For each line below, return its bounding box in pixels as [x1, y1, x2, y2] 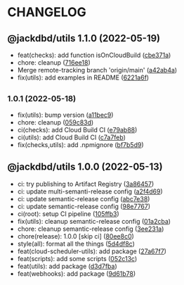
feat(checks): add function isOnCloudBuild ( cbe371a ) [17, 51, 171, 59]
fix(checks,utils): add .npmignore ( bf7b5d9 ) [17, 140, 144, 148]
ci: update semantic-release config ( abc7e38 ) [17, 194, 150, 203]
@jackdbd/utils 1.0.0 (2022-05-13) [7, 161, 163, 173]
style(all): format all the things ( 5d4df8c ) [17, 239, 136, 248]
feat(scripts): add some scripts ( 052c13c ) [17, 254, 138, 262]
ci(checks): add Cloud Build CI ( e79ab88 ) [17, 125, 138, 134]
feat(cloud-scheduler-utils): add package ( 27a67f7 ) [17, 247, 167, 255]
